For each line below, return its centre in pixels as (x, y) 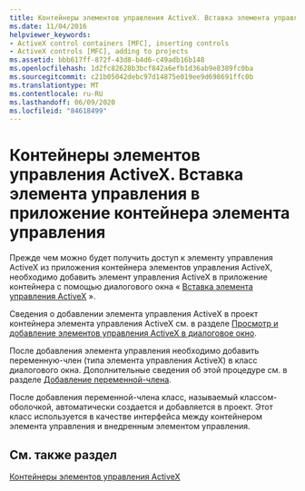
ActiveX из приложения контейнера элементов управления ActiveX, (141, 268)
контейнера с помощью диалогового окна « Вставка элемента (132, 287)
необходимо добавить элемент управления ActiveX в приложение (138, 277)
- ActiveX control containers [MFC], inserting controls (119, 43)
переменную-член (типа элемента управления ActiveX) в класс (133, 360)
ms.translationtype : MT (54, 85)
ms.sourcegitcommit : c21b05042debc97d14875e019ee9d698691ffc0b (132, 77)
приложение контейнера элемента (150, 213)
